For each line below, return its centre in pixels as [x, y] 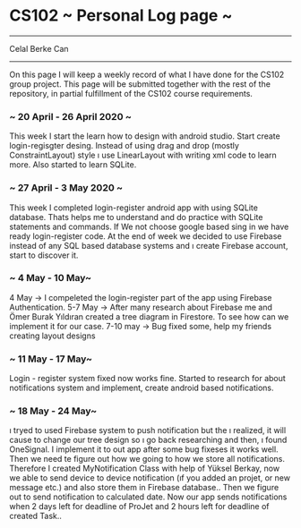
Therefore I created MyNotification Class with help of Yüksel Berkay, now [145, 468]
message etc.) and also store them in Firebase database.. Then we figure [144, 488]
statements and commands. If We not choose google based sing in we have [149, 226]
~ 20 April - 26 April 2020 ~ [71, 116]
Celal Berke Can [39, 48]
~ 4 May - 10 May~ [51, 278]
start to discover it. [44, 255]
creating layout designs [52, 336]
